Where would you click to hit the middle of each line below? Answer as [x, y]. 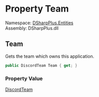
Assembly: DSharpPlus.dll [32, 28]
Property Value [24, 78]
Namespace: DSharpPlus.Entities [39, 23]
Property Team [37, 9]
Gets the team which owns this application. [50, 56]
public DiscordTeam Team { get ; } [41, 65]
